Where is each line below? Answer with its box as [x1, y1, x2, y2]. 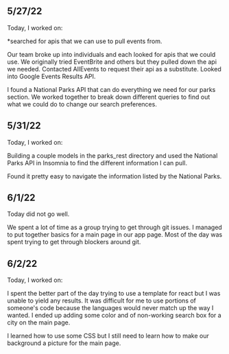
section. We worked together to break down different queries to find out [7, 93, 210, 101]
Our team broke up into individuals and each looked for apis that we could [7, 50, 216, 58]
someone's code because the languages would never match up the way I [7, 304, 214, 312]
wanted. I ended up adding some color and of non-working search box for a [7, 311, 221, 320]
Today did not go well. [7, 210, 70, 218]
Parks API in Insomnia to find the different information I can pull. [7, 158, 187, 167]
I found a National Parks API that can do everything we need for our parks [7, 85, 216, 93]
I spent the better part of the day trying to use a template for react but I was [7, 290, 221, 298]
